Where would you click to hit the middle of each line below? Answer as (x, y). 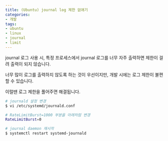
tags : (11, 24)
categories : (18, 15)
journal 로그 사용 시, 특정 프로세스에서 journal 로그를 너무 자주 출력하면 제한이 (82, 57)
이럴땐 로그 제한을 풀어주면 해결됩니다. (43, 92)
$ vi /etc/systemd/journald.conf (40, 106)
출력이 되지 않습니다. (31, 64)
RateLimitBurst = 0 (23, 120)
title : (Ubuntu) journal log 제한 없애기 (47, 10)
